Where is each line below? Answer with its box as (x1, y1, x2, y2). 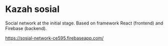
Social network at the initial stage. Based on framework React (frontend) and (5, 20, 163, 26)
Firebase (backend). (5, 25, 47, 31)
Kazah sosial (5, 3, 60, 15)
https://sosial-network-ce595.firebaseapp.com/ (5, 35, 104, 41)
